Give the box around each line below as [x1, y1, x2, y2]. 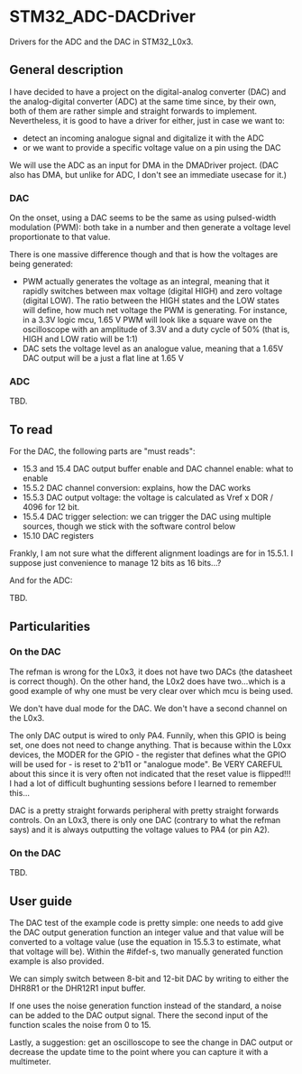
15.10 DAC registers [22, 531, 95, 542]
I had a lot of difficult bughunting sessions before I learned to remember [9, 778, 277, 789]
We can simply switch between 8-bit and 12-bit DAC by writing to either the [9, 973, 289, 984]
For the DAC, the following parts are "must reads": [9, 446, 196, 457]
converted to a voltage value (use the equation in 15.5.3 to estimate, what [9, 936, 281, 947]
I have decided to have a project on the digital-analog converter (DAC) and [9, 86, 287, 97]
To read [9, 421, 53, 437]
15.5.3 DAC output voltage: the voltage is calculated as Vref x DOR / [22, 492, 273, 503]
